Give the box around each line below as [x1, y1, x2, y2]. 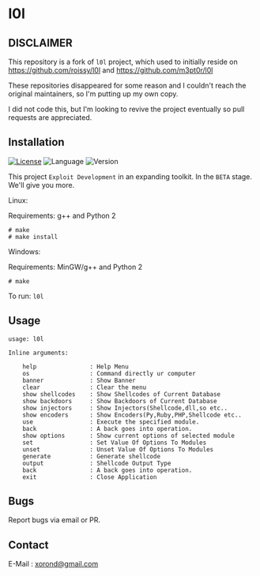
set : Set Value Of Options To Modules [22, 439, 207, 447]
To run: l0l [8, 291, 44, 301]
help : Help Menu [22, 362, 129, 371]
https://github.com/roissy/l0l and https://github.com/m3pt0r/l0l [8, 65, 213, 75]
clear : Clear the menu [22, 383, 147, 391]
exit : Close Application [22, 473, 157, 481]
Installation [8, 136, 65, 149]
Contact [8, 538, 49, 552]
